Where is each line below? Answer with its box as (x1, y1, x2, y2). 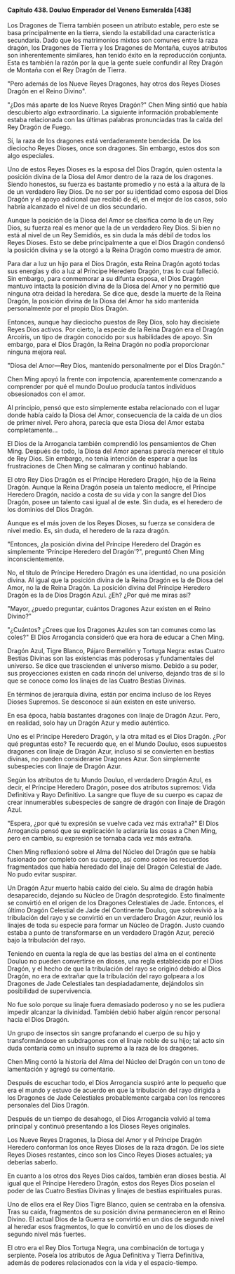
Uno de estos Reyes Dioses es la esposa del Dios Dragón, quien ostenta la (7, 165, 222, 173)
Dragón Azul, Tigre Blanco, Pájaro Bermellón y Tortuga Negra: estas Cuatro (7, 647, 225, 655)
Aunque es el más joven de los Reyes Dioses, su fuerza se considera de (7, 519, 215, 527)
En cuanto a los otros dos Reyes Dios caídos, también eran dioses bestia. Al (7, 1171, 227, 1180)
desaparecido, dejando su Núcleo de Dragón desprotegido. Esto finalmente (7, 891, 226, 900)
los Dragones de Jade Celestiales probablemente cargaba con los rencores (7, 1094, 226, 1102)
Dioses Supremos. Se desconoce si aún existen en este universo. (7, 697, 196, 706)
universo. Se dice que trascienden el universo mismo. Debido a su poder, (7, 662, 219, 670)
